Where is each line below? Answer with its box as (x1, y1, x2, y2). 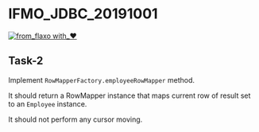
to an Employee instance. (8, 99, 87, 108)
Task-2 (8, 54, 44, 68)
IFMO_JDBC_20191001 (8, 5, 158, 23)
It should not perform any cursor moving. (8, 115, 143, 124)
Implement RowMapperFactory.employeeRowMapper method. (8, 75, 195, 84)
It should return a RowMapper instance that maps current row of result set (8, 91, 251, 100)
